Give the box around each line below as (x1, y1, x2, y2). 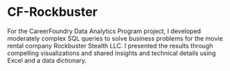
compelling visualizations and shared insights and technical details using (7, 49, 216, 57)
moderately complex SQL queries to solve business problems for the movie (7, 34, 223, 42)
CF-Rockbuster (7, 4, 98, 20)
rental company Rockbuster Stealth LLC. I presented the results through (7, 41, 213, 50)
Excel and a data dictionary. (7, 56, 87, 64)
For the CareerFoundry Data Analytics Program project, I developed (7, 27, 201, 35)
